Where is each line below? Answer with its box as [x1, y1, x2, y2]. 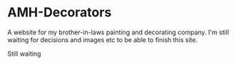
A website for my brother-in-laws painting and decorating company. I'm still [7, 28, 230, 36]
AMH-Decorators [7, 4, 112, 21]
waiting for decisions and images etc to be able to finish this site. [7, 35, 198, 44]
